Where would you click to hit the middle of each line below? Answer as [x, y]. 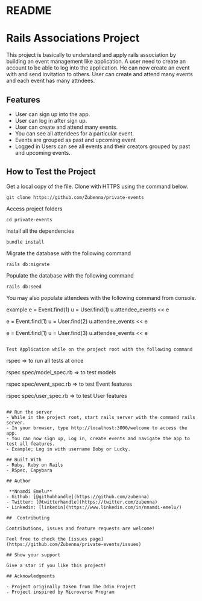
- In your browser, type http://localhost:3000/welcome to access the [97, 428]
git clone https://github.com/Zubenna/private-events [75, 197]
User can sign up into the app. [52, 114]
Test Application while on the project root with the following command [99, 349]
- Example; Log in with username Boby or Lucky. [68, 449]
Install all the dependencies [40, 231]
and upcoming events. [43, 152]
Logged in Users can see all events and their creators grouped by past [103, 146]
